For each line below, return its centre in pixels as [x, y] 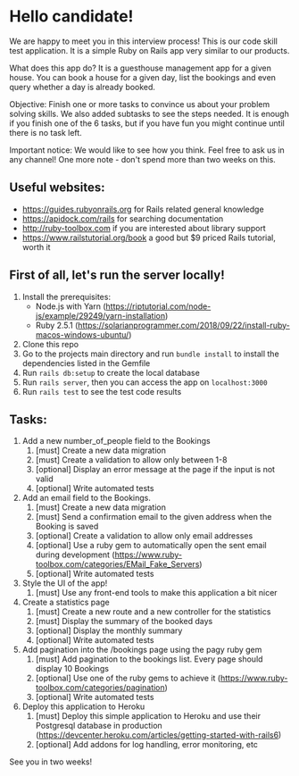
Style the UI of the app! [65, 583]
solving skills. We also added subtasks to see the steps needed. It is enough [149, 113]
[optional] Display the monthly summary [109, 630]
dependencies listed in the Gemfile [86, 363]
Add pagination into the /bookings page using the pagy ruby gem [142, 650]
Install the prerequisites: [66, 296]
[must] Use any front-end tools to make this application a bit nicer [157, 593]
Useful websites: [57, 188]
